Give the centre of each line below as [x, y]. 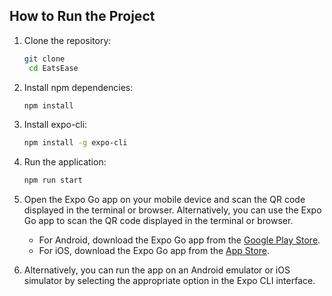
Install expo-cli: [55, 125]
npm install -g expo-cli [75, 143]
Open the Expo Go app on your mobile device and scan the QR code [164, 200]
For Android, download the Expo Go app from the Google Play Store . [179, 240]
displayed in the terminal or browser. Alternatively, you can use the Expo [172, 210]
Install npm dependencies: [78, 87]
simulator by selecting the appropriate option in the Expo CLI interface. [169, 281]
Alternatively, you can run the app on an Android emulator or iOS [157, 270]
